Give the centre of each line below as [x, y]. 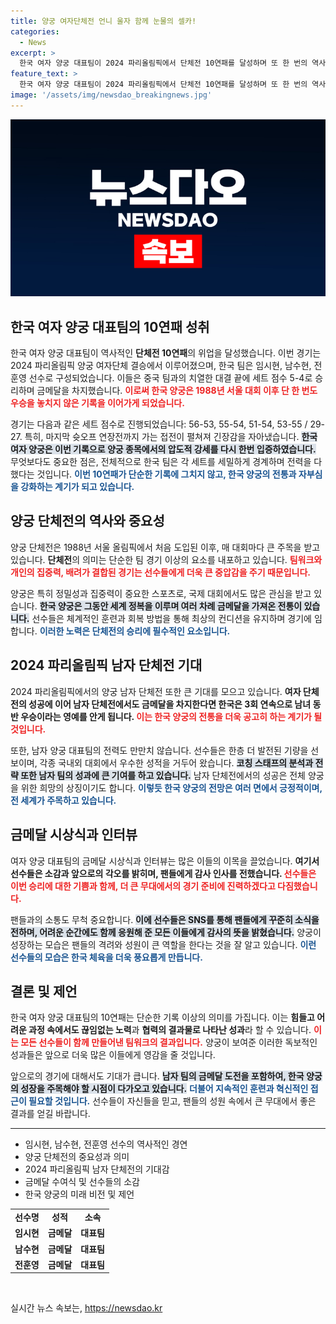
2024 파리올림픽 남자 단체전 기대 [106, 665]
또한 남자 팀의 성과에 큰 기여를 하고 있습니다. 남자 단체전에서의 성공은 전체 [163, 775]
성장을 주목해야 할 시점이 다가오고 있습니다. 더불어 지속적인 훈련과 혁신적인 [164, 1089]
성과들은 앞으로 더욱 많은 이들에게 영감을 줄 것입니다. [113, 1055]
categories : [35, 31]
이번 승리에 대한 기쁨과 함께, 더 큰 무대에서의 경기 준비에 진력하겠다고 [143, 886]
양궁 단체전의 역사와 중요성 [87, 521]
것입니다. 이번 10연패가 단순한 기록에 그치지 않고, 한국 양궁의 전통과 [166, 474]
